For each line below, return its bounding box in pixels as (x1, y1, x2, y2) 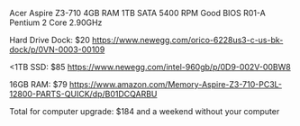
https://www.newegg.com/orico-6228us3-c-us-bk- (91, 35, 284, 45)
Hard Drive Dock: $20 (9, 35, 90, 45)
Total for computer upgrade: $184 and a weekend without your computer (9, 106, 280, 116)
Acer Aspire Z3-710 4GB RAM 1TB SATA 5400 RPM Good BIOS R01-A (9, 8, 266, 18)
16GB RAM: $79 (9, 79, 68, 89)
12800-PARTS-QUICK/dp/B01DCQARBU (9, 89, 158, 99)
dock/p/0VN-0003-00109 (9, 44, 105, 55)
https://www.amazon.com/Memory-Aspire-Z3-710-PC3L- (68, 79, 282, 89)
